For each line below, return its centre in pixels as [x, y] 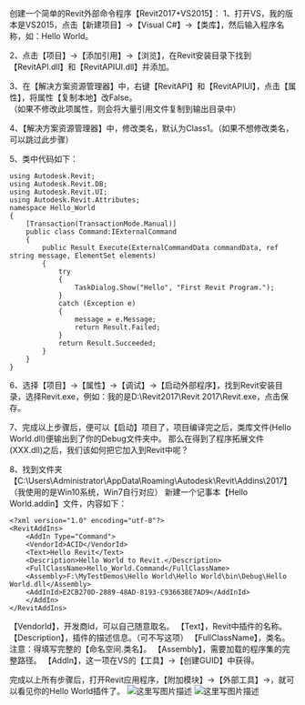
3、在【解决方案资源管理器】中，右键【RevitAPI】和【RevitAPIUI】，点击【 [149, 86]
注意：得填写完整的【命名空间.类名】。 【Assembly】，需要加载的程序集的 [146, 649]
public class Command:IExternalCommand [102, 232]
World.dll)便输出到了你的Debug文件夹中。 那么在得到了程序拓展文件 [137, 438]
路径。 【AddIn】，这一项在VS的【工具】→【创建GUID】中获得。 [138, 660]
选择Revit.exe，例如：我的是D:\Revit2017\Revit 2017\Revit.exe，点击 [153, 397]
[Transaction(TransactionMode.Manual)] [102, 224]
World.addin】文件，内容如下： [68, 504]
